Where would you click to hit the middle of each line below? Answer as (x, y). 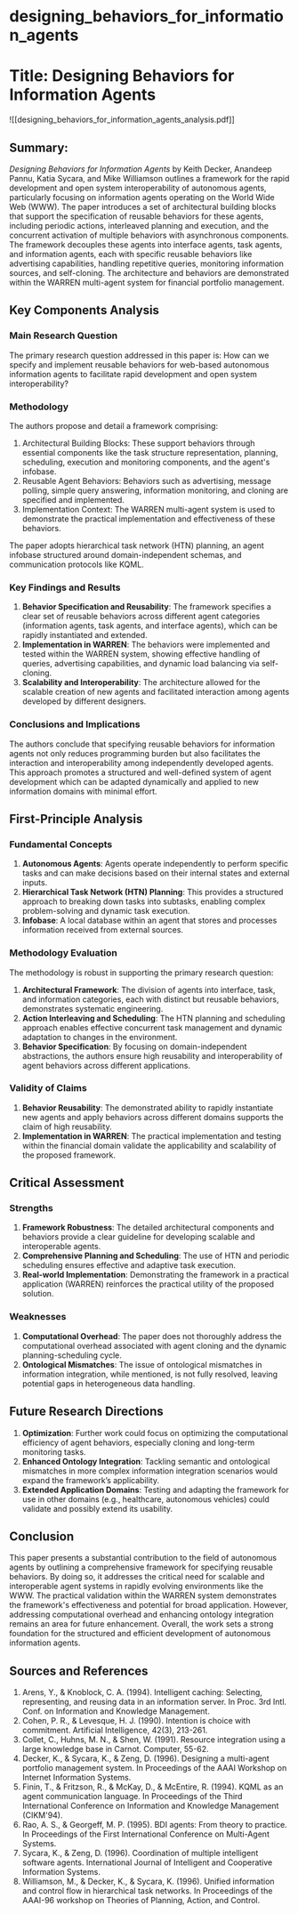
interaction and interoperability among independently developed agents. (141, 763)
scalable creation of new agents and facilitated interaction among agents (156, 692)
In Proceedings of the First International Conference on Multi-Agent (145, 1834)
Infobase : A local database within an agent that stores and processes (149, 921)
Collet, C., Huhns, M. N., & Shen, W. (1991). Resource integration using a (154, 1740)
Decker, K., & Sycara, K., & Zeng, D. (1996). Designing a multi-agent (145, 1758)
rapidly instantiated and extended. (85, 635)
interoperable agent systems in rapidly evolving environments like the (137, 1587)
